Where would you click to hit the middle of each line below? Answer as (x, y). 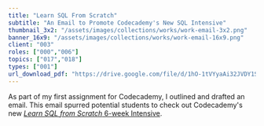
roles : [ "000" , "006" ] (44, 52)
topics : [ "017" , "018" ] (45, 60)
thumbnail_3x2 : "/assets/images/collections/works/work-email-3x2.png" (128, 30)
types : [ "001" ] (33, 67)
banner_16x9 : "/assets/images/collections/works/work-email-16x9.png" (126, 37)
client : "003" (31, 45)
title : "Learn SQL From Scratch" (63, 15)
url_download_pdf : (38, 74)
